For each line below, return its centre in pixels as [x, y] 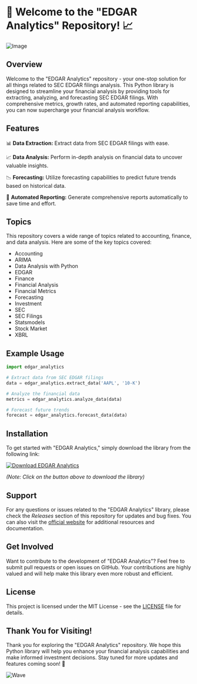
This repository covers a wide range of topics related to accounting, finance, [99, 236]
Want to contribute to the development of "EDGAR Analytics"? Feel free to [96, 561]
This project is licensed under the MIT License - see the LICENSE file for [94, 606]
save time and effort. [31, 203]
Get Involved [30, 547]
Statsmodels [30, 323]
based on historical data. [36, 185]
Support [21, 495]
